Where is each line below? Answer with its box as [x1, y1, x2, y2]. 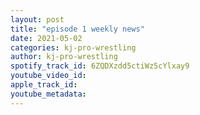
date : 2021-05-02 [10, 33, 83, 43]
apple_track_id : [10, 80, 78, 90]
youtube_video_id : [10, 71, 87, 81]
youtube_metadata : [10, 89, 87, 99]
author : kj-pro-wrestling [10, 52, 118, 62]
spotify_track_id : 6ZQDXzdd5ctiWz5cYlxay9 [10, 61, 190, 71]
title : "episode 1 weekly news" [10, 24, 145, 34]
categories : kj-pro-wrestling [10, 42, 137, 53]
